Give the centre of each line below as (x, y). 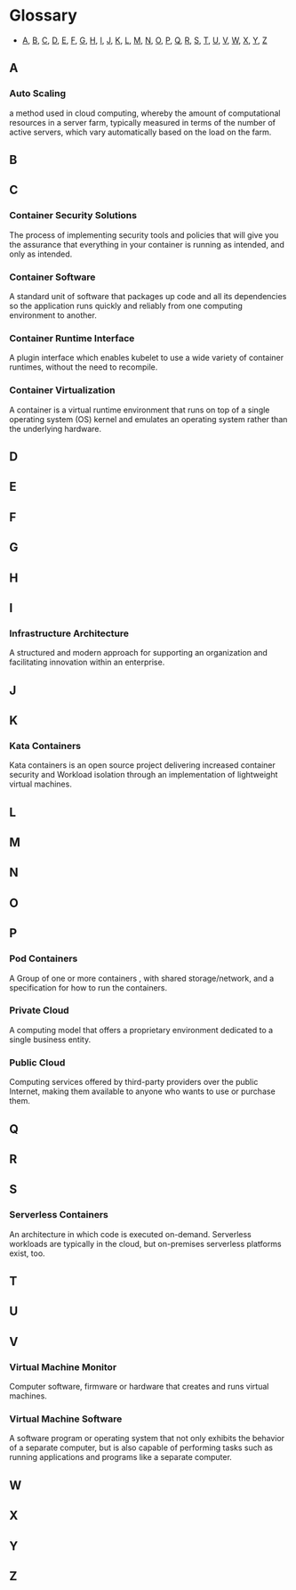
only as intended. (41, 254)
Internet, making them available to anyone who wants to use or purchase (142, 1091)
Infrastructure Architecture (69, 633)
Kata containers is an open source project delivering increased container (142, 765)
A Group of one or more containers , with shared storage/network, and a (142, 978)
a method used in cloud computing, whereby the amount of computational (145, 113)
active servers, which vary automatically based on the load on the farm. (140, 132)
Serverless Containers (59, 1215)
